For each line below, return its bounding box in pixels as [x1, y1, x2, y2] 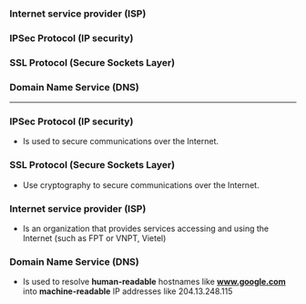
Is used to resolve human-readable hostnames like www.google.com [22, 277, 286, 288]
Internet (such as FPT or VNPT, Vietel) [22, 232, 167, 244]
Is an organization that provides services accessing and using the [22, 223, 270, 234]
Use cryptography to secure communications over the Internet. [22, 179, 260, 190]
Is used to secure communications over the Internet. [22, 136, 219, 147]
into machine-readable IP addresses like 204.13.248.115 [22, 286, 233, 297]
